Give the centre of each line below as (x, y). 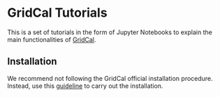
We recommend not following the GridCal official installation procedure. (110, 78)
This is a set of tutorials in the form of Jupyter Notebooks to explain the (110, 32)
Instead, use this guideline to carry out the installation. (85, 86)
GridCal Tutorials (57, 13)
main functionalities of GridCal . (52, 39)
